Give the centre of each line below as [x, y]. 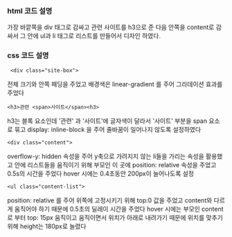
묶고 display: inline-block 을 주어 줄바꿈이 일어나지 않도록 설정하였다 [108, 129]
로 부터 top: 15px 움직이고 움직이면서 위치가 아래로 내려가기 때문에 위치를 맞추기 [115, 217]
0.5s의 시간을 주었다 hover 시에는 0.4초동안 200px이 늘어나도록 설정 [101, 173]
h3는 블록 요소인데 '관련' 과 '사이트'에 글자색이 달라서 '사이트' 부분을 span [107, 121]
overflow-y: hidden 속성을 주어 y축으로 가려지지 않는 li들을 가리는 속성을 [106, 156]
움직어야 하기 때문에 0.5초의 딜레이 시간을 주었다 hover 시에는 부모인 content [119, 209]
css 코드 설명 [28, 55]
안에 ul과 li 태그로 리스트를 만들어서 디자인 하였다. [94, 36]
